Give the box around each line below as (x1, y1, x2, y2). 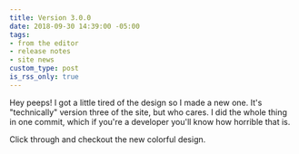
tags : (9, 30, 30, 39)
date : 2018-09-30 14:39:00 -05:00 (9, 22, 141, 31)
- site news (9, 55, 55, 64)
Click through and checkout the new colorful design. (9, 133, 206, 145)
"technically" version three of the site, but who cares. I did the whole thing (9, 106, 288, 118)
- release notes (9, 47, 71, 56)
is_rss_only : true (9, 72, 79, 82)
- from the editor (9, 38, 79, 48)
